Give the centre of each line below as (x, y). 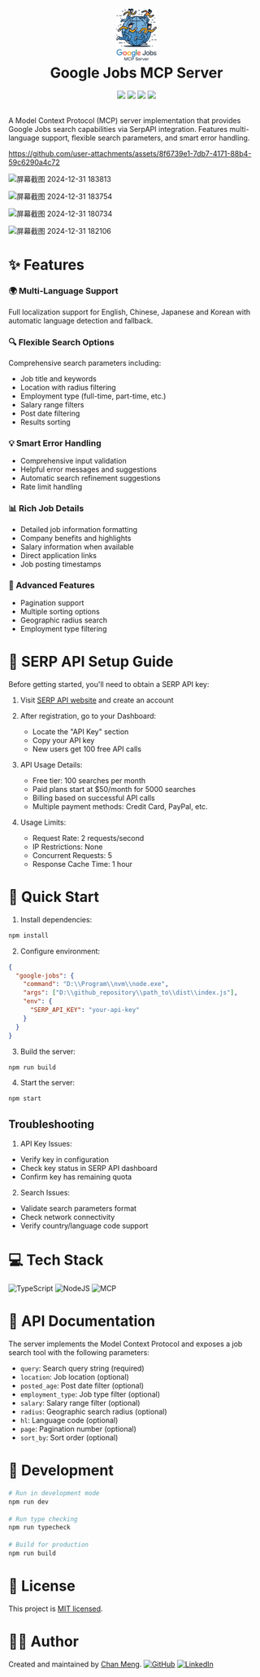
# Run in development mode (54, 1493)
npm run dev (28, 1502)
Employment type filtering (63, 628)
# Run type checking (43, 1519)
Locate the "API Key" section (80, 731)
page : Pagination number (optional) (78, 1429)
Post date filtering (50, 414)
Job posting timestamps (61, 564)
